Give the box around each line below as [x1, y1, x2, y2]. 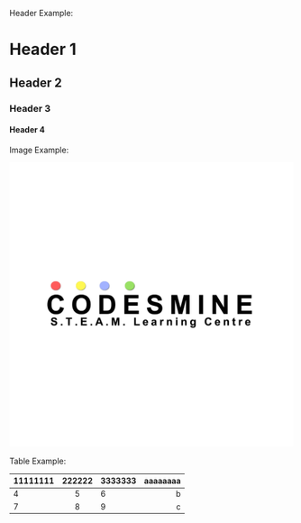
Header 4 [9, 124, 45, 135]
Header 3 [9, 102, 51, 115]
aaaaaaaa [143, 475, 182, 486]
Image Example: [9, 144, 69, 155]
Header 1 [9, 40, 77, 60]
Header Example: [9, 8, 74, 18]
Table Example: [9, 455, 67, 466]
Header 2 [9, 75, 63, 90]
